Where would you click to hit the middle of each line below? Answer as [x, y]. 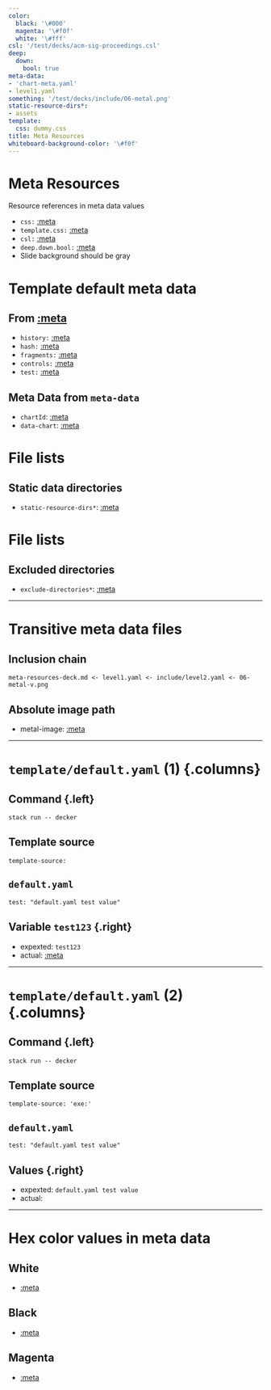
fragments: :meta [49, 355]
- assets [23, 114]
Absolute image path [62, 709]
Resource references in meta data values [77, 206]
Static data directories [65, 488]
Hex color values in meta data [110, 1238]
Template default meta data [103, 289]
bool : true [41, 69]
